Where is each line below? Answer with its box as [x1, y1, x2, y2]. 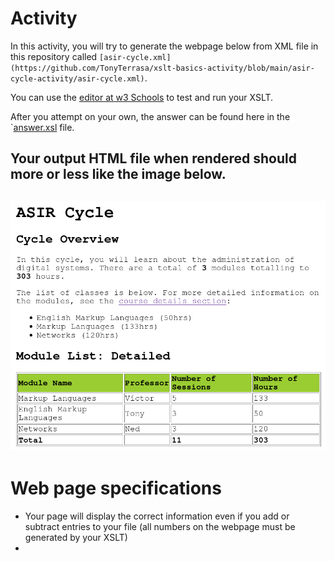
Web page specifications [10, 477, 222, 500]
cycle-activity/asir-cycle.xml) [10, 73, 145, 84]
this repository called [10, 50, 98, 62]
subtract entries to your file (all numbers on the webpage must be [24, 521, 296, 533]
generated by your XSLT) [24, 532, 128, 544]
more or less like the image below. [10, 166, 227, 183]
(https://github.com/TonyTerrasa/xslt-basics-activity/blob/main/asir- [10, 63, 315, 73]
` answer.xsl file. [10, 121, 75, 133]
